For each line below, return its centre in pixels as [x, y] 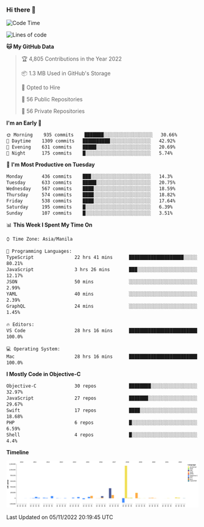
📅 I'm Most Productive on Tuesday [51, 165]
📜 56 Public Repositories [52, 100]
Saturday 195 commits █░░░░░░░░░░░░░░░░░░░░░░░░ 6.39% [90, 207]
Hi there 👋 [21, 10]
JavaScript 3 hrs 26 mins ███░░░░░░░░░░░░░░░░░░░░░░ [102, 270]
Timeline [18, 452]
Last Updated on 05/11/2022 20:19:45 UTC [60, 517]
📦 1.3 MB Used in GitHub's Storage [66, 73]
